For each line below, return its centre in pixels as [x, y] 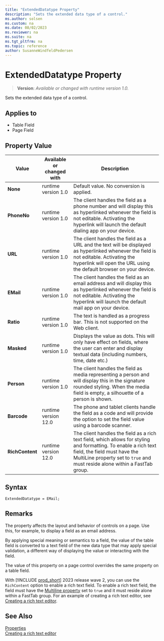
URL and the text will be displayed [112, 245]
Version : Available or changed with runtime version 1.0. [73, 88]
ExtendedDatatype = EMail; [32, 499]
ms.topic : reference [26, 46]
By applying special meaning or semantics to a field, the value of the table [79, 540]
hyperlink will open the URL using [112, 263]
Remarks [19, 514]
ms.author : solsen [24, 19]
